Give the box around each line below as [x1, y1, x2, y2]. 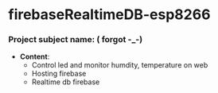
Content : [19, 52, 50, 61]
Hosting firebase [31, 69, 87, 79]
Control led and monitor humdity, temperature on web [31, 60, 208, 70]
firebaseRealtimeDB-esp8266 [8, 6, 211, 24]
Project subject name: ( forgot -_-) [8, 34, 143, 45]
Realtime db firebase [31, 77, 100, 87]
